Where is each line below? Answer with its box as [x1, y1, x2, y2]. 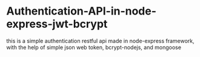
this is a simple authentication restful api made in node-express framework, [6, 37, 195, 44]
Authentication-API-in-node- [6, 4, 156, 18]
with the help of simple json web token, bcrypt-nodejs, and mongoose [6, 44, 182, 51]
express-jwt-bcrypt [6, 17, 108, 31]
